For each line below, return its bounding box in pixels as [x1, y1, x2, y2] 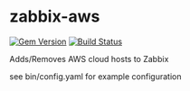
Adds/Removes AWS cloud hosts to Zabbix [9, 53, 169, 64]
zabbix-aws [9, 6, 100, 27]
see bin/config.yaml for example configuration [9, 70, 182, 82]
